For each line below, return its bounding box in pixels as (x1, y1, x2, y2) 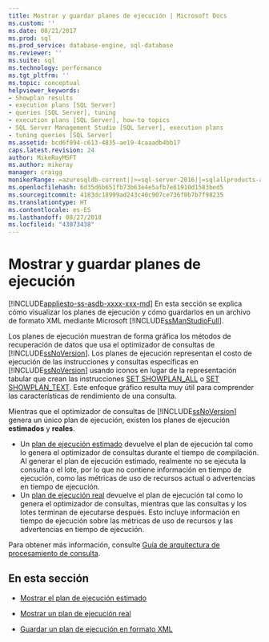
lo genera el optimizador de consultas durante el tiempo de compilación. (19, 448, 259, 457)
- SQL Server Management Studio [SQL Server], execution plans (8, 124, 224, 132)
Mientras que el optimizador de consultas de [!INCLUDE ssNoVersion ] (8, 407, 237, 416)
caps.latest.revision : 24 (8, 146, 94, 154)
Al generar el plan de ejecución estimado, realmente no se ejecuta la (19, 457, 247, 466)
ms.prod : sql (8, 34, 52, 43)
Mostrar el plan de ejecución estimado (19, 593, 147, 603)
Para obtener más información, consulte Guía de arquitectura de (8, 540, 220, 550)
